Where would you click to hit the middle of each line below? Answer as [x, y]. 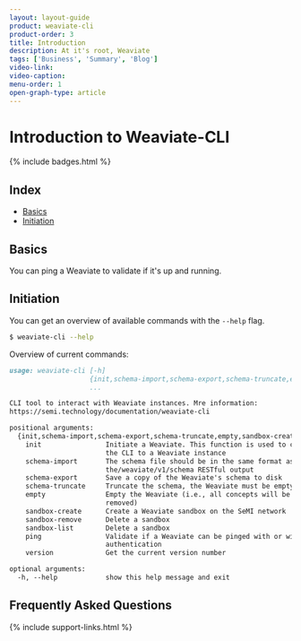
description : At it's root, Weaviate [80, 51]
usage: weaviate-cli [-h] [57, 370]
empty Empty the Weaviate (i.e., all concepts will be [158, 495]
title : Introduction [48, 43]
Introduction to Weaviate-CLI [120, 137]
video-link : [31, 68]
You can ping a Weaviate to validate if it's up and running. [116, 271]
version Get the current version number [126, 553]
